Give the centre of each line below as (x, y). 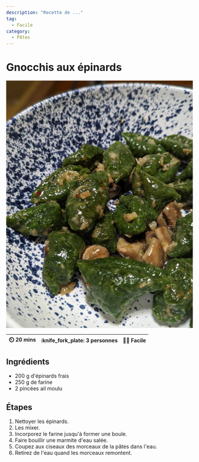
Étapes (19, 407)
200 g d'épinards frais (42, 376)
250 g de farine (33, 382)
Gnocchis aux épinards (64, 67)
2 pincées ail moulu (38, 389)
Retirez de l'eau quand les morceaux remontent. (73, 453)
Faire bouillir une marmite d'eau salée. (61, 440)
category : (18, 31)
